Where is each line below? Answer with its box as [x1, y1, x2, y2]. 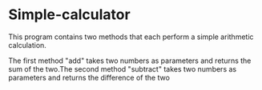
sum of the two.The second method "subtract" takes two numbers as [8, 64, 237, 73]
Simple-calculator [8, 6, 131, 24]
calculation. [8, 40, 46, 49]
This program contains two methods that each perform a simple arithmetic [8, 32, 254, 41]
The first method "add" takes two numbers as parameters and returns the [8, 56, 252, 65]
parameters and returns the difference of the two [8, 72, 171, 82]
